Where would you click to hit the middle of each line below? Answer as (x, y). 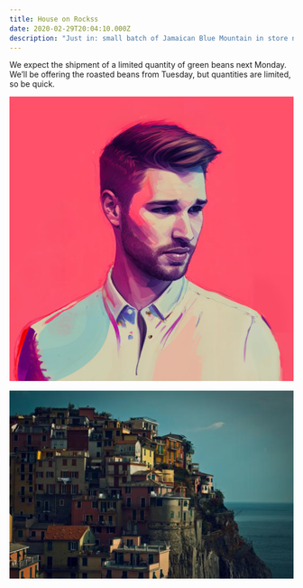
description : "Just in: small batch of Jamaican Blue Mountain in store (149, 38)
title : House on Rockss (54, 19)
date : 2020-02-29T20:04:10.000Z (70, 28)
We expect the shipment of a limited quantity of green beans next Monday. (148, 65)
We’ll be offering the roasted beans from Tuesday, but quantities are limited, (150, 75)
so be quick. (32, 84)
